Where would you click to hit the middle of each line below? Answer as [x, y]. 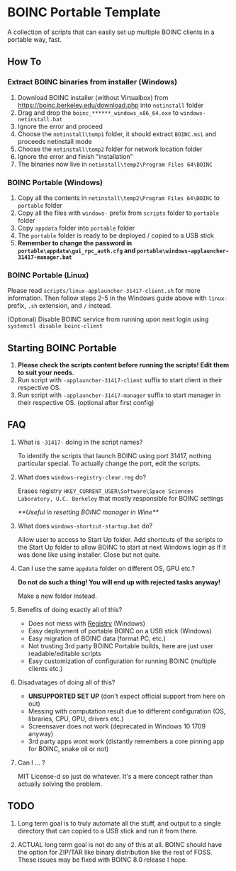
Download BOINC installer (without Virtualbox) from [93, 97]
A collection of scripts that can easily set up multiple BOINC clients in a [111, 32]
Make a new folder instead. [57, 596]
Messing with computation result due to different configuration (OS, [127, 711]
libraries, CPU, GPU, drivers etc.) [76, 719]
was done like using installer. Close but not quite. [89, 555]
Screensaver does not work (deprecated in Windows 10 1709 [117, 726]
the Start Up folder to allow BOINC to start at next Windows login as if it [122, 547]
